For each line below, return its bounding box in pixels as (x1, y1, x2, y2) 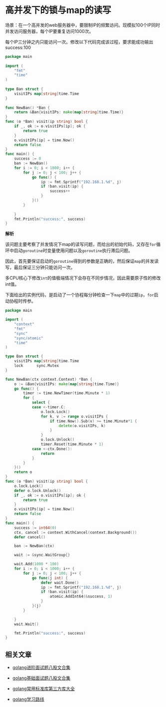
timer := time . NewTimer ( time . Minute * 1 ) (23, 391, 111, 396)
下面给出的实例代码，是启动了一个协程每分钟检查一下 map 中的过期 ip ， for (5, 292, 155, 298)
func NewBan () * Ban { (5, 105, 50, 110)
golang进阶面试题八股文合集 (12, 665, 71, 671)
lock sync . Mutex (14, 363, 59, 368)
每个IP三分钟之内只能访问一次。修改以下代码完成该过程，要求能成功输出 (5, 38, 154, 45)
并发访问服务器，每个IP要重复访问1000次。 (5, 28, 94, 34)
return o (14, 470, 32, 474)
